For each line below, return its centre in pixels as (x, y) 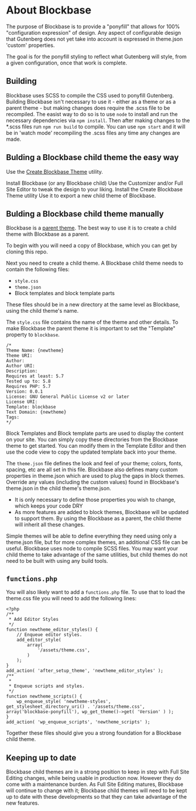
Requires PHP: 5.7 (28, 387)
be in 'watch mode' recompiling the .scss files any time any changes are (93, 133)
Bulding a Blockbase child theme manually (85, 214)
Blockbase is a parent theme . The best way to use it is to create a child (91, 228)
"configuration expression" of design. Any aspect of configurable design (94, 32)
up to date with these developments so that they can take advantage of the (97, 797)
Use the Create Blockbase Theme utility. (55, 171)
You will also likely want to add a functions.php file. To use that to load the (96, 592)
